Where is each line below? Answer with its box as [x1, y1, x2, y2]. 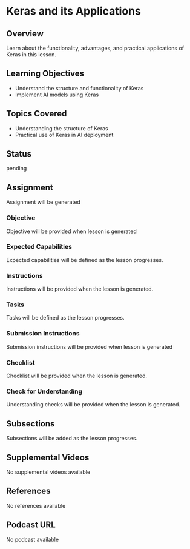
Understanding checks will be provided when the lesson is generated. [6, 401, 180, 408]
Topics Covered [6, 109, 67, 119]
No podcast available [6, 536, 59, 543]
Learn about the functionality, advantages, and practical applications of [6, 44, 185, 52]
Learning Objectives [6, 69, 85, 79]
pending [6, 165, 27, 172]
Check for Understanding [6, 387, 83, 396]
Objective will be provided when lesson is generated [6, 227, 137, 235]
